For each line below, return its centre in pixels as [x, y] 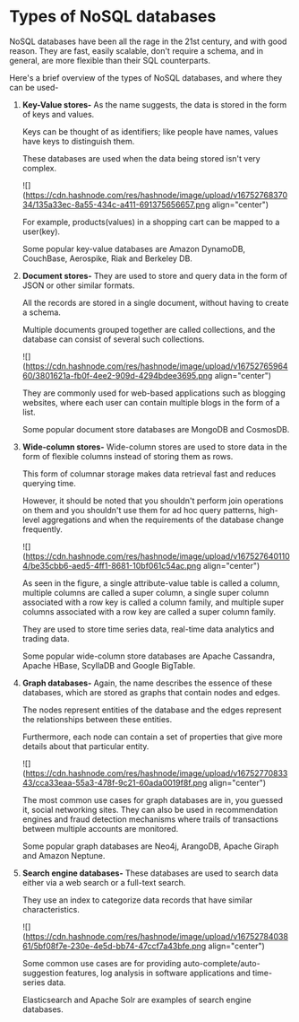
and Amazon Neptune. [64, 855]
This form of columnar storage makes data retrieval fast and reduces [149, 474]
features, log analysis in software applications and [158, 973]
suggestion [43, 973]
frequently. [42, 529]
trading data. [46, 638]
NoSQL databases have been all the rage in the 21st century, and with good [148, 41]
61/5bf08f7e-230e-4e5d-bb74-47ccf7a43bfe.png [114, 946]
